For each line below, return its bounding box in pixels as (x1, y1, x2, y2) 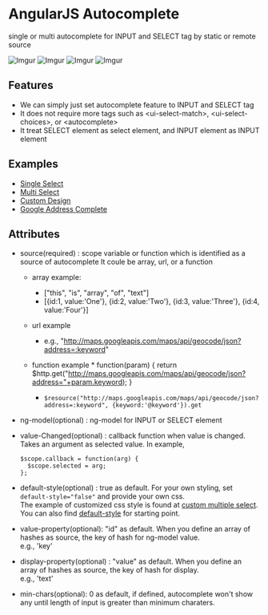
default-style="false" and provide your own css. (19, 492, 186, 501)
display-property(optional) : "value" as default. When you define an (19, 556, 242, 566)
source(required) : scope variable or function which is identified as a (19, 249, 246, 258)
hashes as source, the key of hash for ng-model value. (19, 532, 200, 542)
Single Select (19, 178, 64, 188)
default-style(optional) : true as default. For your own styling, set (19, 483, 234, 493)
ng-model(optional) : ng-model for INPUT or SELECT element (19, 415, 222, 425)
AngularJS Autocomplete (8, 5, 180, 23)
